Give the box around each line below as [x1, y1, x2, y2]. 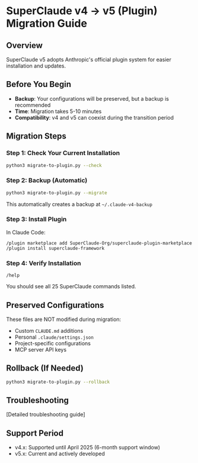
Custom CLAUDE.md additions [14, 327, 84, 334]
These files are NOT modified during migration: [6, 316, 122, 323]
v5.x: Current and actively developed [14, 450, 106, 457]
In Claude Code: [6, 229, 46, 236]
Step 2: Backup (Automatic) [6, 176, 88, 185]
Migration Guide [6, 17, 88, 30]
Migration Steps [6, 131, 67, 142]
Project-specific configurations [14, 339, 91, 347]
